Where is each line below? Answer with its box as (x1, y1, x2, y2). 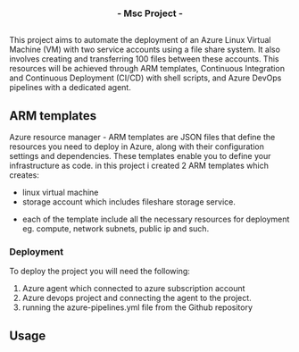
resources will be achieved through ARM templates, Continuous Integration (9, 63, 286, 74)
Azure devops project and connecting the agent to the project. (21, 293, 252, 304)
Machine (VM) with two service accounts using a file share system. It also (9, 44, 281, 55)
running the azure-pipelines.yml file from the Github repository (21, 302, 253, 313)
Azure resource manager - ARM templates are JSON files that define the (9, 132, 276, 143)
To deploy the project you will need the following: (9, 266, 190, 277)
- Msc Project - (117, 7, 183, 20)
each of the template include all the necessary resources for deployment (21, 214, 290, 225)
